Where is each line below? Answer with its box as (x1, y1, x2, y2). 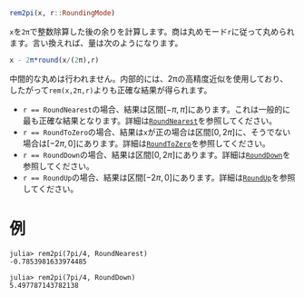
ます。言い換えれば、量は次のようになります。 (9, 37, 183, 48)
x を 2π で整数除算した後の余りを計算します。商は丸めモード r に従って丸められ (9, 25, 295, 36)
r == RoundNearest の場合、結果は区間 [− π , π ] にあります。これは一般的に (22, 104, 290, 114)
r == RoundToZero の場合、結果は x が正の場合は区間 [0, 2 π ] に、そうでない (22, 126, 291, 137)
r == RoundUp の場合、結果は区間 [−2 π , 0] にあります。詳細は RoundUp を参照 (22, 172, 296, 183)
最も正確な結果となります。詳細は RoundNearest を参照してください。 (22, 114, 278, 126)
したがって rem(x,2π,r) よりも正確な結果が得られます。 (9, 84, 212, 95)
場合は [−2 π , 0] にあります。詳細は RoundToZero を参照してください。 (22, 137, 270, 149)
